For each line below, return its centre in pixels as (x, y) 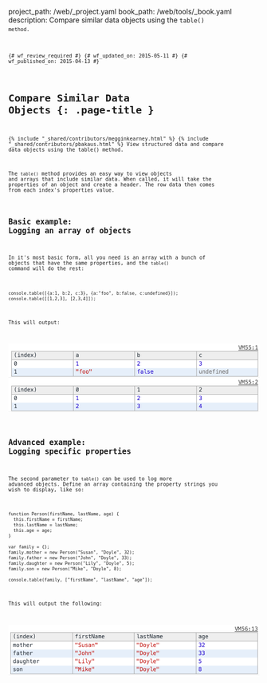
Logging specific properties (70, 452)
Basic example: (40, 222)
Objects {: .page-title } (81, 110)
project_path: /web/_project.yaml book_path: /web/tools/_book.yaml (120, 12)
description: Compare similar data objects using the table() (106, 20)
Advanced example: (47, 443)
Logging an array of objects (70, 230)
